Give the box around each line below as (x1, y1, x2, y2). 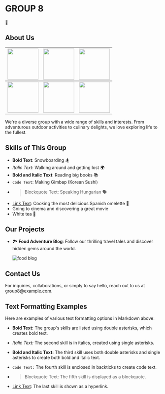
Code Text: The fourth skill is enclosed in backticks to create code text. (12, 364, 157, 370)
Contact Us (5, 269, 40, 278)
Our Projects (5, 225, 45, 233)
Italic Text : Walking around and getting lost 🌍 (12, 164, 105, 171)
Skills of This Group (5, 144, 66, 152)
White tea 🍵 (12, 211, 36, 217)
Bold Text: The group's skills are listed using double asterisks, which (12, 325, 152, 331)
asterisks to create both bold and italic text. (12, 354, 100, 360)
